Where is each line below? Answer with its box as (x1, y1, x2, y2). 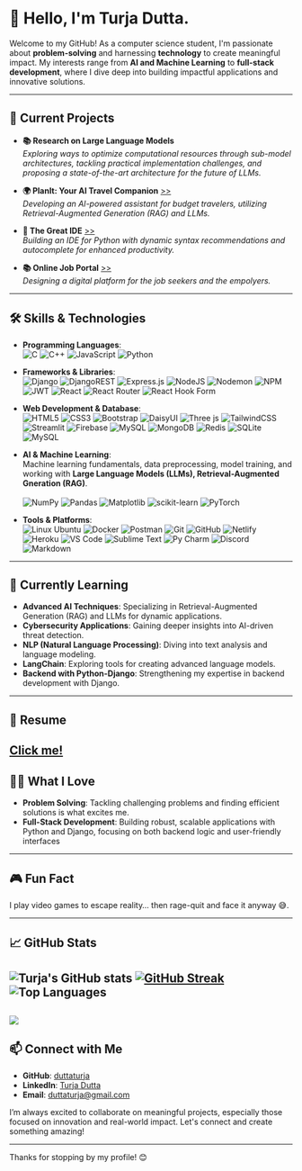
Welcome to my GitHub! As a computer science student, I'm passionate (9, 38, 273, 49)
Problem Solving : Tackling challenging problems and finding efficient (22, 797, 280, 808)
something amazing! (9, 1125, 85, 1137)
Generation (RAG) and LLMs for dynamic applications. (22, 611, 223, 622)
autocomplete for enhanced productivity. (22, 244, 175, 255)
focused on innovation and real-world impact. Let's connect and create (9, 1116, 273, 1127)
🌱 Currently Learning (9, 577, 129, 592)
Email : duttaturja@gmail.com (22, 1089, 130, 1100)
